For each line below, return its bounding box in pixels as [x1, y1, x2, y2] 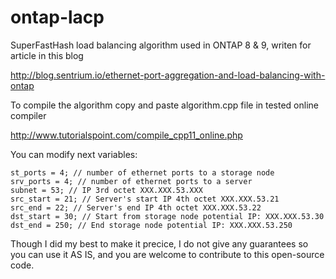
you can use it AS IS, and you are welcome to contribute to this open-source [10, 248, 325, 260]
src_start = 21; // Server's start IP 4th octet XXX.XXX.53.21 [10, 194, 280, 204]
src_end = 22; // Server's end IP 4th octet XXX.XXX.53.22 [10, 202, 262, 213]
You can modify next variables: [10, 148, 138, 160]
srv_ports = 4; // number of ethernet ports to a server [10, 176, 253, 186]
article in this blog [10, 49, 84, 61]
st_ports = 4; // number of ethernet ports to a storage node [10, 167, 275, 178]
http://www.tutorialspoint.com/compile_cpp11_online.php [10, 129, 243, 141]
